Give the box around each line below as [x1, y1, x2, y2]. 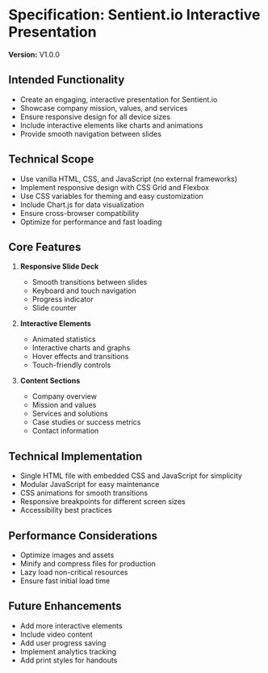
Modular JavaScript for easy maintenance [19, 480, 160, 489]
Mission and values [31, 400, 97, 410]
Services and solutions [31, 408, 109, 418]
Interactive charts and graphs [31, 343, 131, 353]
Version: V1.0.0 [8, 49, 61, 59]
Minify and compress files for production [19, 559, 156, 568]
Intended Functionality [8, 73, 125, 87]
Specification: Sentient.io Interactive [8, 6, 261, 24]
